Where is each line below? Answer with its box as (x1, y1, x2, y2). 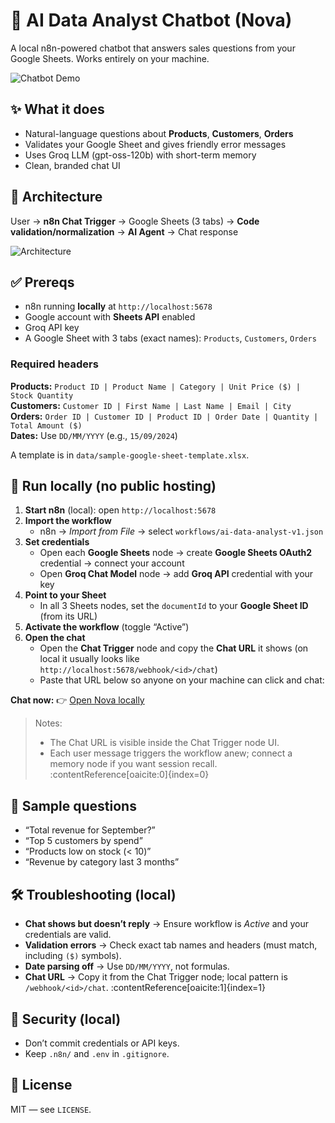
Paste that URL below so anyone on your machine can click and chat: (39, 674, 325, 686)
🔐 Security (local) (10, 1010, 122, 1028)
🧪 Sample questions (10, 797, 137, 814)
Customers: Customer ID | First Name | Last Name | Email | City (10, 399, 292, 411)
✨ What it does (10, 101, 105, 118)
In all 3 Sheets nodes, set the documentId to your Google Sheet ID (39, 600, 309, 612)
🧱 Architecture (10, 189, 103, 206)
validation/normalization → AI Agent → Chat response (10, 225, 239, 238)
